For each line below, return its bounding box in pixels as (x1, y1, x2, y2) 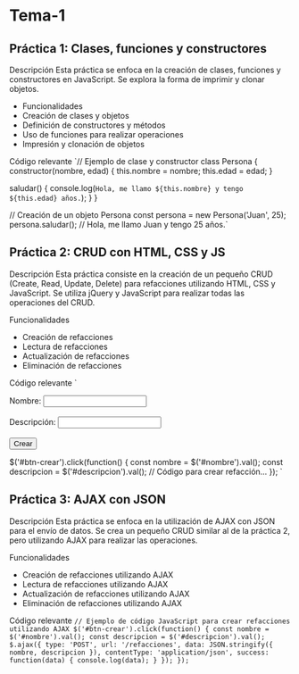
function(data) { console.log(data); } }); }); (9, 655, 190, 665)
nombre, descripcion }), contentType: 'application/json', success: (9, 648, 270, 657)
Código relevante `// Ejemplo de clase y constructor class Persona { (9, 156, 259, 166)
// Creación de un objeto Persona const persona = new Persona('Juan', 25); (9, 210, 287, 220)
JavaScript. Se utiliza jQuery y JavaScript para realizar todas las (9, 287, 245, 298)
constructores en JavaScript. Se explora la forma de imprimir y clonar (9, 74, 265, 85)
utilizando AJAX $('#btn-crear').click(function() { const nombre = (9, 624, 270, 634)
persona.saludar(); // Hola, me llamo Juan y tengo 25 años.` (9, 220, 228, 229)
